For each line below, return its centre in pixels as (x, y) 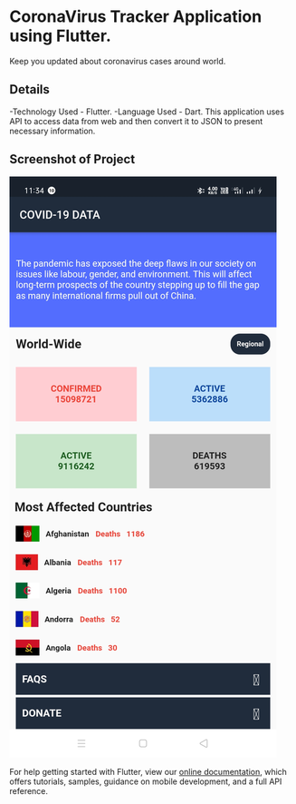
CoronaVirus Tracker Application (136, 17)
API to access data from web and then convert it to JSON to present (136, 121)
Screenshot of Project (72, 159)
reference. (29, 790)
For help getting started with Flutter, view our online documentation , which (148, 771)
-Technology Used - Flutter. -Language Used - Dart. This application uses (147, 112)
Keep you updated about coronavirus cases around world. (118, 61)
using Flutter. (60, 36)
